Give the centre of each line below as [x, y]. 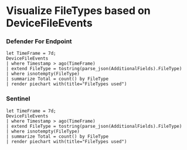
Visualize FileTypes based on [78, 11]
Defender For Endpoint [39, 41]
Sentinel [18, 99]
